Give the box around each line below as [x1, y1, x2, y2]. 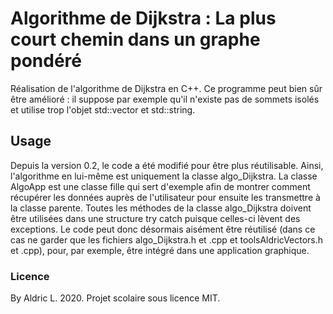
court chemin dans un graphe [10, 28, 261, 51]
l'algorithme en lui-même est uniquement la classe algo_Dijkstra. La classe [10, 170, 318, 182]
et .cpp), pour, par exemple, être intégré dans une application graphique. [10, 244, 310, 256]
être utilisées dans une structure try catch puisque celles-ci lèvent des [10, 212, 301, 224]
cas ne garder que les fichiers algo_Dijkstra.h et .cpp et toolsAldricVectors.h [10, 233, 324, 246]
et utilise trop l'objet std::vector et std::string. [10, 103, 196, 116]
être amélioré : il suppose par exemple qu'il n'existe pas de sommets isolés [10, 93, 320, 105]
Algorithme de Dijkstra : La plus [10, 7, 277, 30]
